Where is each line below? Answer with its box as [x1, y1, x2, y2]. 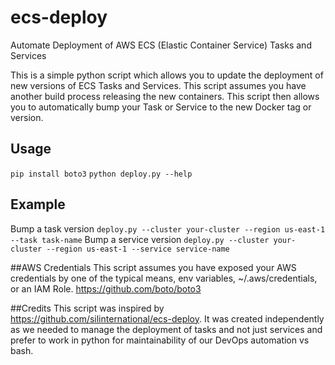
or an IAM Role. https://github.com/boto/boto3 [10, 282, 202, 295]
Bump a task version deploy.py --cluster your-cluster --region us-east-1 [10, 222, 326, 235]
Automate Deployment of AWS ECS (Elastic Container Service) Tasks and [10, 39, 312, 51]
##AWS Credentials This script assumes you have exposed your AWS [10, 261, 297, 273]
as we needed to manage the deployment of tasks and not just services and [10, 323, 323, 335]
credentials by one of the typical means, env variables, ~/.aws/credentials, [10, 272, 318, 284]
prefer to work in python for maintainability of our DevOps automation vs [10, 334, 310, 346]
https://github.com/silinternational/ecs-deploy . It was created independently [10, 312, 325, 325]
